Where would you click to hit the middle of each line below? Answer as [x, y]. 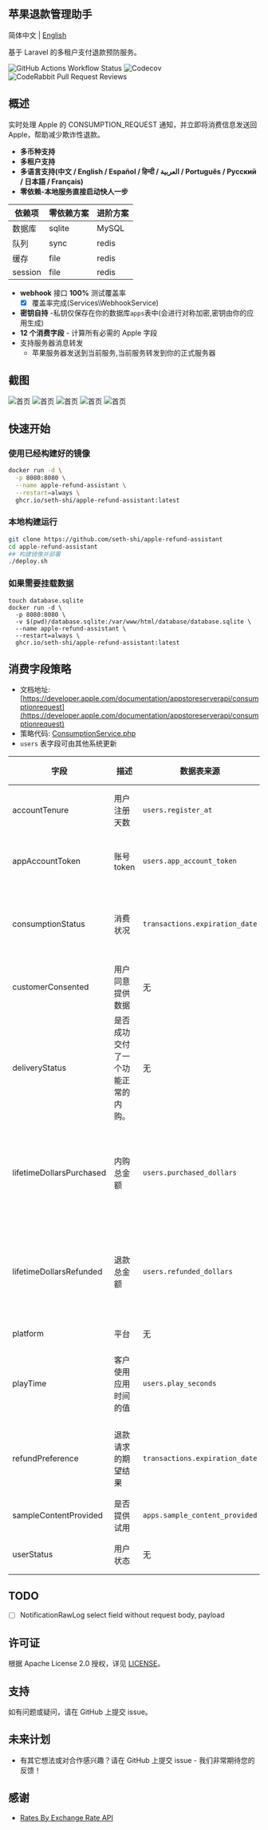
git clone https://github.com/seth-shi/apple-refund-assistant [116, 539]
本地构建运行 [33, 522]
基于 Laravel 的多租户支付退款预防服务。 [75, 52]
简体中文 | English [37, 35]
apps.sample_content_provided [200, 1516]
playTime [30, 1383]
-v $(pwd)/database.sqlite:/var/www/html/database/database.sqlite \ [133, 622]
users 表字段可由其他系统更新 [68, 744]
